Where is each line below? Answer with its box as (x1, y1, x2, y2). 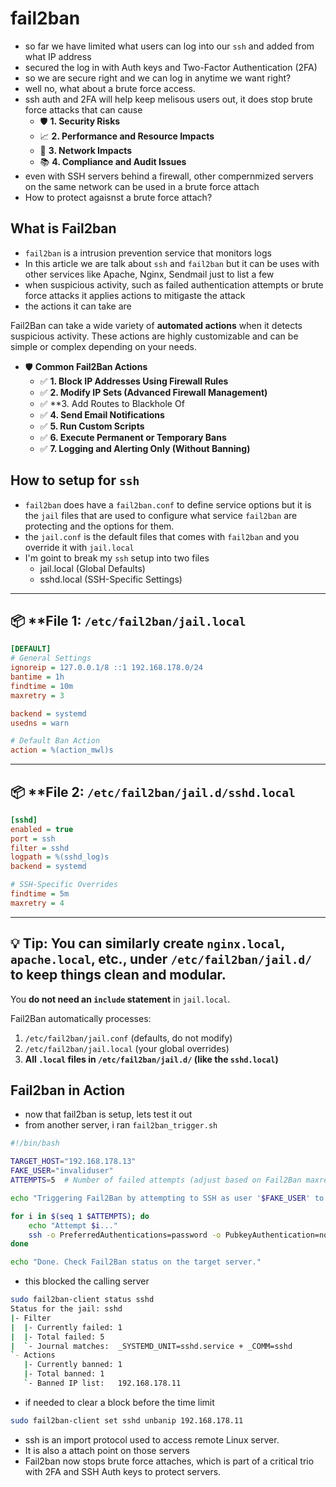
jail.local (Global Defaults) (39, 562, 146, 574)
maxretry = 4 (10, 898, 65, 908)
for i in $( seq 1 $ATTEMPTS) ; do (10, 1211, 150, 1221)
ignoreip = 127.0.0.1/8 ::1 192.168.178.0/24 (10, 663, 203, 673)
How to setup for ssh (10, 472, 140, 489)
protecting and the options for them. (24, 520, 175, 532)
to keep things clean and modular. (10, 967, 227, 984)
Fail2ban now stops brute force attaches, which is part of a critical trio (24, 1455, 315, 1467)
